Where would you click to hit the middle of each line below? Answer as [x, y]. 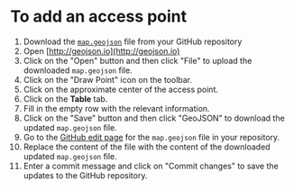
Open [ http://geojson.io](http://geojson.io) [101, 50]
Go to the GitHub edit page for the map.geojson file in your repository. [152, 137]
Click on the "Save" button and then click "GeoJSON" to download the [154, 118]
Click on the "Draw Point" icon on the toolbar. [108, 79]
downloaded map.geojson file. [78, 70]
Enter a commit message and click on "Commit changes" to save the [151, 166]
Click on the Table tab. [65, 99]
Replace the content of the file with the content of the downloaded [147, 147]
